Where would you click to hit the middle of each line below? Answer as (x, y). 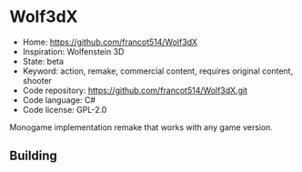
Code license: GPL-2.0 (65, 109)
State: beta (43, 61)
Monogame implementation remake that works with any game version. (141, 127)
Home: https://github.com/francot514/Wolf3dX (110, 42)
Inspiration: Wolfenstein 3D (73, 51)
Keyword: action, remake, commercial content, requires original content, (158, 71)
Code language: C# (59, 100)
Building (33, 156)
